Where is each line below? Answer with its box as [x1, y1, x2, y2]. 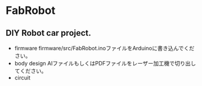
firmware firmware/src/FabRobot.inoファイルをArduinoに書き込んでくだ [14, 45, 195, 51]
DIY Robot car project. [5, 28, 92, 38]
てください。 [14, 67, 47, 74]
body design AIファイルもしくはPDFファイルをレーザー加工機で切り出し [14, 60, 196, 67]
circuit [14, 74, 31, 81]
